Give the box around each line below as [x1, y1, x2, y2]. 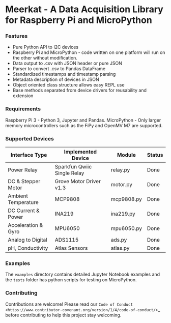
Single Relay [54, 169, 84, 177]
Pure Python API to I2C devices [12, 44, 79, 50]
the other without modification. [12, 55, 78, 61]
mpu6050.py [110, 225, 142, 232]
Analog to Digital [8, 237, 47, 244]
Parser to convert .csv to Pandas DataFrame [12, 66, 106, 72]
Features [5, 33, 28, 40]
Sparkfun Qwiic [54, 163, 92, 170]
